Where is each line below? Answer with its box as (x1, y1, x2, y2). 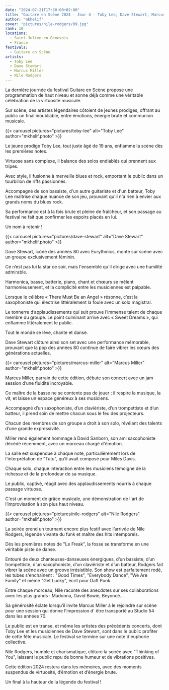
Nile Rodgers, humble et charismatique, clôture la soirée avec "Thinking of (5, 648, 159, 655)
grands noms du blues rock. (5, 198, 63, 204)
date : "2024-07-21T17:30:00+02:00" (5, 7, 80, 13)
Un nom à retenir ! (5, 224, 43, 230)
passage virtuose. (5, 486, 43, 492)
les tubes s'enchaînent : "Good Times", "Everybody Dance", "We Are (5, 572, 147, 578)
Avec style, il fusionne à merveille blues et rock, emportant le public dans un (5, 173, 163, 179)
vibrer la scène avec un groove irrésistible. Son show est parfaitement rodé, (5, 567, 162, 573)
